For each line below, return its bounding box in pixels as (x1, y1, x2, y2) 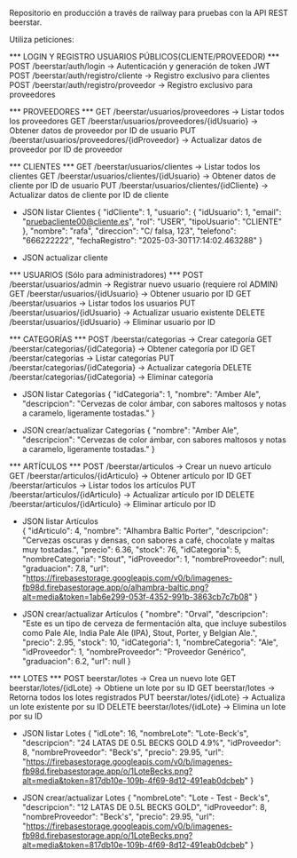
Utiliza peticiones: (9, 35, 75, 44)
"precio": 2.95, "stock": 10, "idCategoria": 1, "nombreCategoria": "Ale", (21, 637, 279, 647)
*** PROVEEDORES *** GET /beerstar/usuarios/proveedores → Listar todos (9, 107, 285, 116)
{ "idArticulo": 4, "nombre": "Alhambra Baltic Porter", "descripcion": (21, 526, 269, 536)
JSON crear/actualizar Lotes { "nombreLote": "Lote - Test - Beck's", (21, 792, 270, 803)
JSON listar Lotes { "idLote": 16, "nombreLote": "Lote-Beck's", (21, 728, 249, 738)
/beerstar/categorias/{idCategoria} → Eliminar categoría (9, 372, 214, 382)
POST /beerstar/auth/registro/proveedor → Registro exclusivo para (9, 80, 253, 90)
